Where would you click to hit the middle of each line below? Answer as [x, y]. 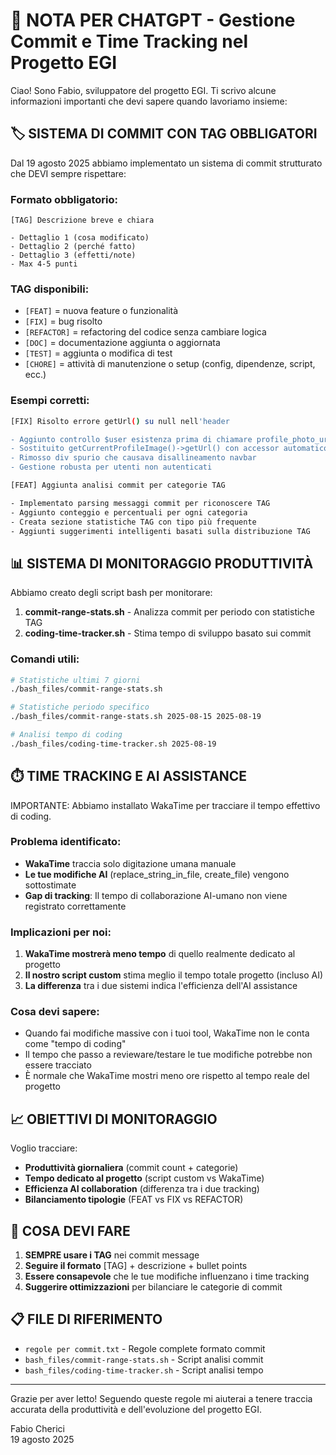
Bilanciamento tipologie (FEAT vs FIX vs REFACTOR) [134, 1200]
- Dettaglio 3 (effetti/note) [73, 255]
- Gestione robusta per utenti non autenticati [111, 467]
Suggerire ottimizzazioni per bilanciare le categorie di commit [153, 1287]
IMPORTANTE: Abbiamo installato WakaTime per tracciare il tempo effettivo [165, 805]
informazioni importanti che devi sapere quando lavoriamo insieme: [149, 101]
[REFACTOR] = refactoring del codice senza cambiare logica [145, 332]
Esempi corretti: [50, 401]
